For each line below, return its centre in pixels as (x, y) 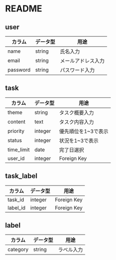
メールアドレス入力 (82, 61)
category (18, 250)
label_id (17, 208)
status (15, 140)
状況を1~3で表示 (79, 141)
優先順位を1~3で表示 (84, 131)
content (17, 121)
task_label (21, 176)
